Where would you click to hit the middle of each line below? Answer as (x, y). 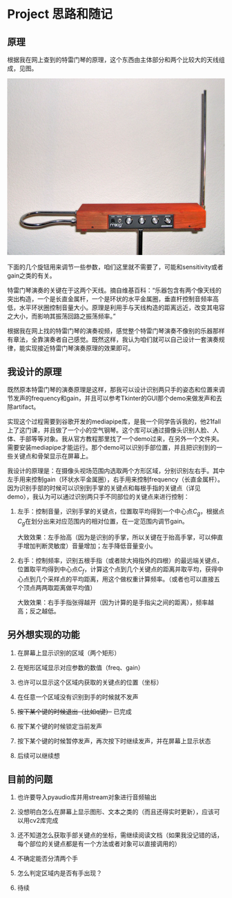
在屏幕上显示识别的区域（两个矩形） (69, 653)
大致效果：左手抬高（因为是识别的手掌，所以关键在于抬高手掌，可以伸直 (120, 537)
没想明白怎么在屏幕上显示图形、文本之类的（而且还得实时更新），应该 (115, 812)
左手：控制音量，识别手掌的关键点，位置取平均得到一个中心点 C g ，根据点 (121, 512)
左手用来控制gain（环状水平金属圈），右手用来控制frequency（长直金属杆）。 (116, 479)
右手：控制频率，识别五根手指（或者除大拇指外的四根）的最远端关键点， (120, 560)
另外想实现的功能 (43, 635)
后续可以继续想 (38, 755)
